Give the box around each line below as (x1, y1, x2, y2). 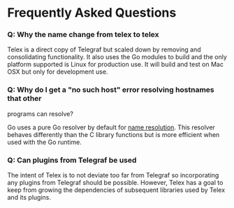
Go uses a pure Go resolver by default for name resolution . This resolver (7, 123, 215, 131)
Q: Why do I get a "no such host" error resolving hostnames (7, 85, 214, 95)
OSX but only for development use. (7, 67, 108, 76)
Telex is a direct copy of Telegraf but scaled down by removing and (7, 45, 201, 54)
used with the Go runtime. (7, 138, 82, 146)
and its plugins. (7, 193, 51, 202)
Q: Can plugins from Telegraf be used (7, 155, 137, 165)
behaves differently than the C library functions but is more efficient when (7, 130, 220, 138)
